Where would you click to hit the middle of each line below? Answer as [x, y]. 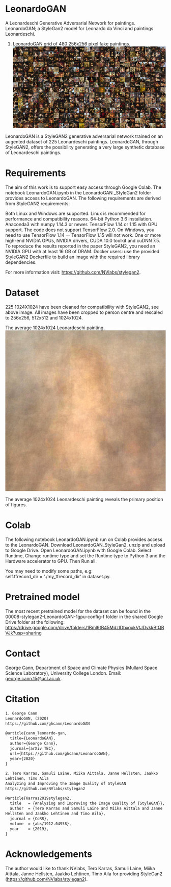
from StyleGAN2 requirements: [38, 203]
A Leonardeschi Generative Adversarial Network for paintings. [70, 23]
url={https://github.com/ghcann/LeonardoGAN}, [60, 753]
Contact [23, 653]
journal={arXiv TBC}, [33, 748]
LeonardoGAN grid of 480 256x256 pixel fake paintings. [72, 43]
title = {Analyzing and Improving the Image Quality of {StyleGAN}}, [88, 803]
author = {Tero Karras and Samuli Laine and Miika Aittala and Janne [86, 808]
